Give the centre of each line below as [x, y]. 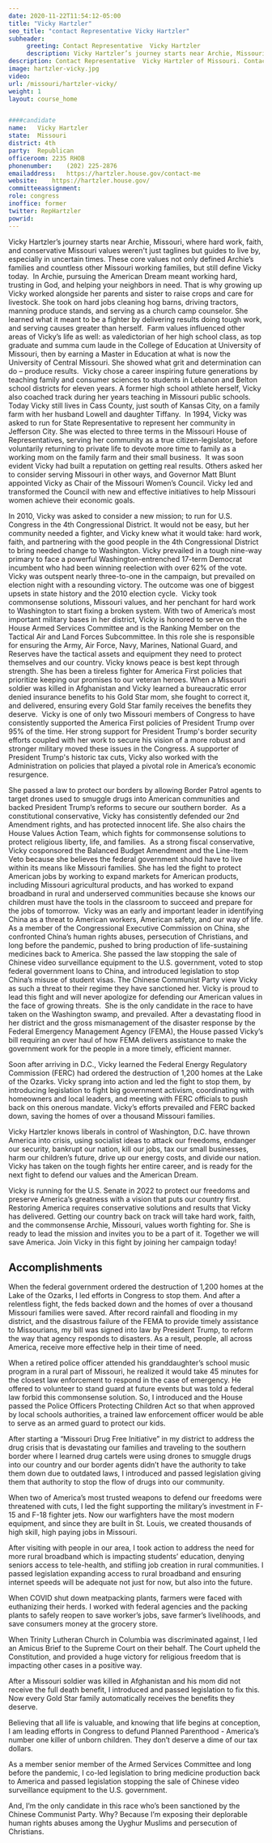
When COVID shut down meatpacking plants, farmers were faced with [125, 1598]
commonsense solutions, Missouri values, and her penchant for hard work [132, 602]
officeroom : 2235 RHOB [47, 158]
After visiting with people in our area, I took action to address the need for [132, 1548]
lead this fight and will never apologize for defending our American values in [136, 997]
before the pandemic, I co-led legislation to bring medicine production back [134, 1773]
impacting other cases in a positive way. [75, 1665]
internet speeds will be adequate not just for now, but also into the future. [131, 1583]
